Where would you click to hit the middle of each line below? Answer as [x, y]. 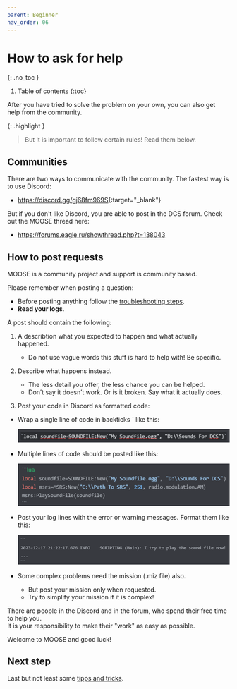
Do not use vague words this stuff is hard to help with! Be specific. [124, 358]
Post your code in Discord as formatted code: [84, 406]
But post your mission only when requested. [92, 590]
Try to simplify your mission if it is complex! [91, 597]
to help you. [25, 618]
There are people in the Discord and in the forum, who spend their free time [117, 611]
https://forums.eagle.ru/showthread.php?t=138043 [91, 235]
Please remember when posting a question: [71, 288]
